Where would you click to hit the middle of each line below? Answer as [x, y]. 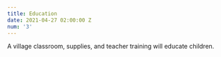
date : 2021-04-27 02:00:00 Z [49, 20]
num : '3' [20, 26]
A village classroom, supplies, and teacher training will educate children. [111, 47]
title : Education [32, 14]
